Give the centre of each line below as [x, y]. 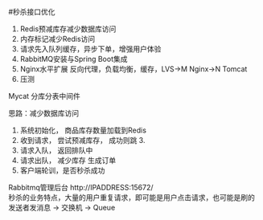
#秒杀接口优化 [32, 12]
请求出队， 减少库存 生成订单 [68, 160]
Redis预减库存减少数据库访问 [68, 29]
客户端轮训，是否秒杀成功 [62, 170]
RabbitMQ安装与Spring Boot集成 [74, 59]
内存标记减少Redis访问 [58, 39]
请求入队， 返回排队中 [56, 150]
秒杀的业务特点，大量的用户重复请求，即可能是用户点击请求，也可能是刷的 [131, 198]
